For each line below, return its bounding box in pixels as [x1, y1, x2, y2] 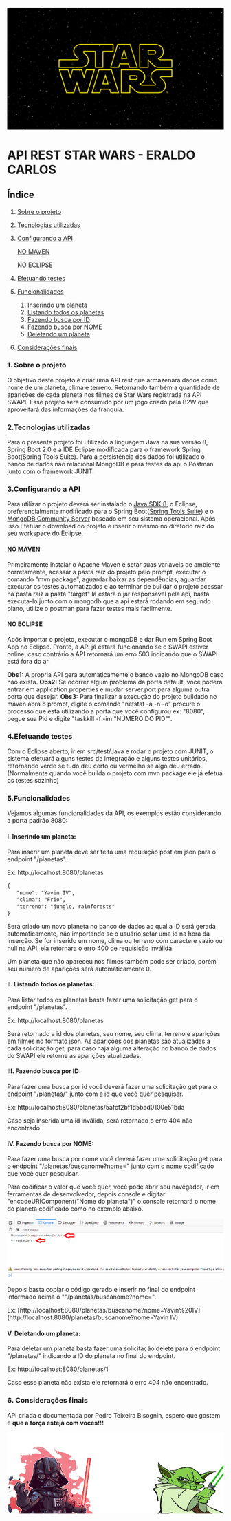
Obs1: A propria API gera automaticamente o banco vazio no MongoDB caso [7, 670, 224, 678]
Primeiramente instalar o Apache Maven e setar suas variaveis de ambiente [7, 560, 221, 568]
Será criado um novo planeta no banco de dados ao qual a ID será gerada [7, 922, 217, 930]
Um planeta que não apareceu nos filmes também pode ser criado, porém [7, 957, 217, 965]
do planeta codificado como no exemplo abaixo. [7, 1205, 144, 1213]
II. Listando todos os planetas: [7, 980, 95, 989]
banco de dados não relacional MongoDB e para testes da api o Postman [7, 460, 214, 468]
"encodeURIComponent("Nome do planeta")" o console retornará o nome [7, 1198, 217, 1206]
